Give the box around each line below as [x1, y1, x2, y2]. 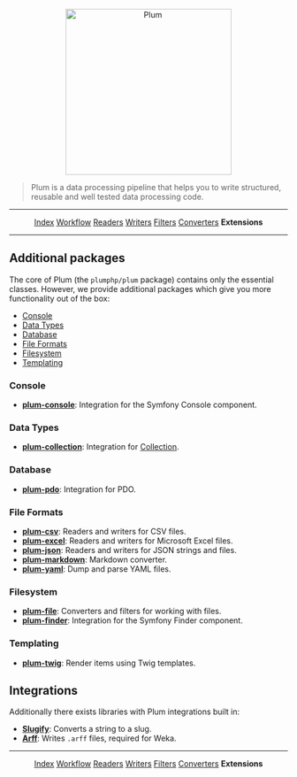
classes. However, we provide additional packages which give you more [9, 283, 271, 294]
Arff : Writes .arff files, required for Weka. [21, 733, 177, 743]
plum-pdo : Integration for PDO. [21, 483, 137, 495]
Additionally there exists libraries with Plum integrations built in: [9, 706, 240, 717]
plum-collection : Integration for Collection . [21, 442, 179, 452]
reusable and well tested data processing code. [30, 191, 204, 202]
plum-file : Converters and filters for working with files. [21, 606, 222, 617]
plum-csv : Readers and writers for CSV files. [21, 527, 187, 536]
